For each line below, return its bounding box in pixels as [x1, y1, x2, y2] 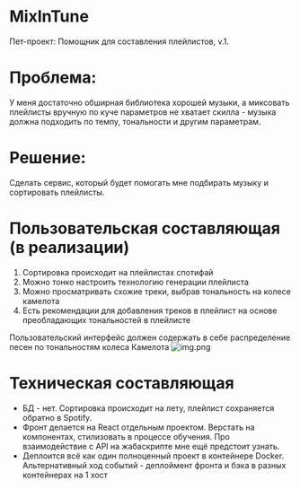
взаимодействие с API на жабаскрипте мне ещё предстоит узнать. [22, 441, 280, 451]
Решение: [9, 148, 87, 168]
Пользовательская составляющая [9, 218, 281, 239]
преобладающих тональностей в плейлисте [22, 314, 191, 325]
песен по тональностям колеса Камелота [9, 341, 170, 352]
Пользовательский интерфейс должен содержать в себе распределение [9, 332, 291, 343]
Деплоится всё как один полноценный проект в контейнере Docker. [22, 450, 285, 461]
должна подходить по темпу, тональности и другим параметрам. [9, 116, 261, 127]
